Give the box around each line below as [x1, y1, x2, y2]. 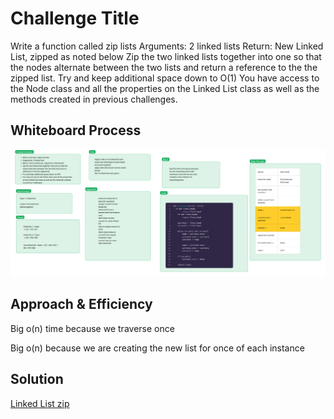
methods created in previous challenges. [10, 93, 178, 105]
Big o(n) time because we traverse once [10, 322, 175, 334]
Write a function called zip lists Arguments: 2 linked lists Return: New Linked [10, 40, 324, 52]
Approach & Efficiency [10, 296, 153, 313]
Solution [10, 371, 64, 388]
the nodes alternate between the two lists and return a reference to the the [10, 61, 318, 73]
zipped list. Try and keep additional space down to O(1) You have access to [10, 72, 320, 84]
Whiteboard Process [10, 122, 142, 139]
